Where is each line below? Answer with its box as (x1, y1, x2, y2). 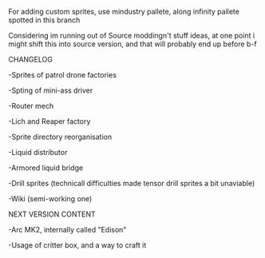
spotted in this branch (8, 15, 81, 25)
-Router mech (8, 101, 54, 110)
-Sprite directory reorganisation (8, 132, 113, 141)
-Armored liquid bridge (8, 163, 84, 173)
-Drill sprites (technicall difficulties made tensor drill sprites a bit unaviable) (8, 179, 255, 188)
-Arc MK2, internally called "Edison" (8, 225, 127, 234)
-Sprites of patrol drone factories (8, 70, 117, 79)
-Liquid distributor (8, 148, 68, 157)
